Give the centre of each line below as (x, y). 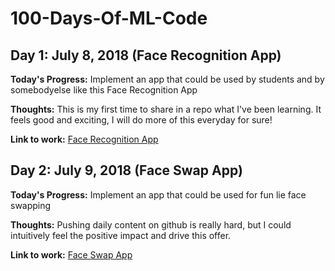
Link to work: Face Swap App (71, 254)
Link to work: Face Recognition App (84, 139)
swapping (31, 205)
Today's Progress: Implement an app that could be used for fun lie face (158, 194)
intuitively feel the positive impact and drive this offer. (121, 235)
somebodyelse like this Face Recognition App (104, 90)
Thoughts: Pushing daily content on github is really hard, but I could (151, 224)
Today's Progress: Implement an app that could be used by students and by (167, 79)
